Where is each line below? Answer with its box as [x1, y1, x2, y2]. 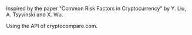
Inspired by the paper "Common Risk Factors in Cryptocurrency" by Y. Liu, [6, 5, 187, 12]
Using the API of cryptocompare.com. [6, 23, 98, 29]
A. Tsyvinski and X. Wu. [6, 11, 63, 18]
